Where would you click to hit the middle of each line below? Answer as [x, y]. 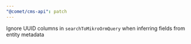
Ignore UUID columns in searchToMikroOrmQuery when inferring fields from [96, 28]
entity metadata [25, 34]
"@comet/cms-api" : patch [37, 11]
